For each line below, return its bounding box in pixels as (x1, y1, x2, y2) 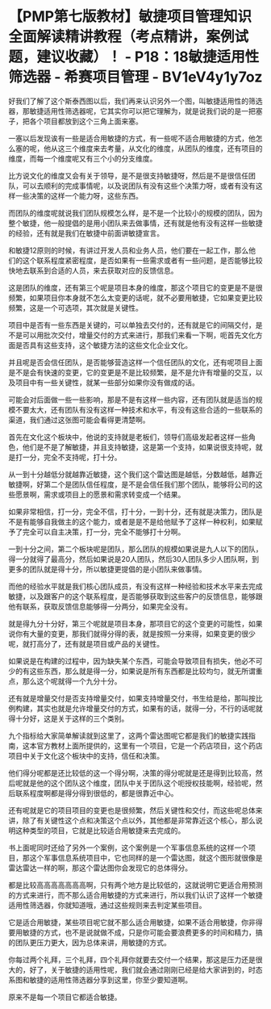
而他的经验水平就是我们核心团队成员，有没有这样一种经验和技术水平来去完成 (8, 581, 263, 591)
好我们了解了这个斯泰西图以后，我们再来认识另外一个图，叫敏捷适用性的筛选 (8, 96, 263, 106)
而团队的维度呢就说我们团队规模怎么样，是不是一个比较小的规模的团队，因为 (8, 207, 263, 218)
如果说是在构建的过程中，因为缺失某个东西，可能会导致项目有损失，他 (8, 655, 242, 666)
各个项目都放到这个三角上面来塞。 (29, 116, 143, 126)
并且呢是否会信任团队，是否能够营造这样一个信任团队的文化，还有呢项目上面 (8, 357, 263, 367)
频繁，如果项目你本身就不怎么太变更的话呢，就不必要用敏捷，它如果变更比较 (8, 292, 263, 303)
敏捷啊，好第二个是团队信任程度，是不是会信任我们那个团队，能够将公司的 (8, 479, 256, 489)
